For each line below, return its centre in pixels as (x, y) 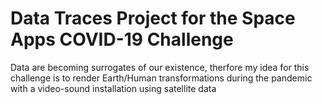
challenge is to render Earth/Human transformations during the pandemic (161, 78)
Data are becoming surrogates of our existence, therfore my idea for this (160, 67)
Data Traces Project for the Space (153, 18)
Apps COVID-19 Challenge (122, 39)
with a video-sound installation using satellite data (113, 88)
